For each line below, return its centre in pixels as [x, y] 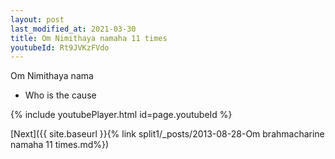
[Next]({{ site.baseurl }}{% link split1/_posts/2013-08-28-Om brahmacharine [167, 134]
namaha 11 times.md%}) [60, 145]
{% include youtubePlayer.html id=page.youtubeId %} [121, 115]
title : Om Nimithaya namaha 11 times [89, 38]
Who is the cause [60, 95]
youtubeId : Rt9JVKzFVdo [60, 47]
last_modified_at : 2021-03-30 [73, 29]
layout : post [37, 19]
